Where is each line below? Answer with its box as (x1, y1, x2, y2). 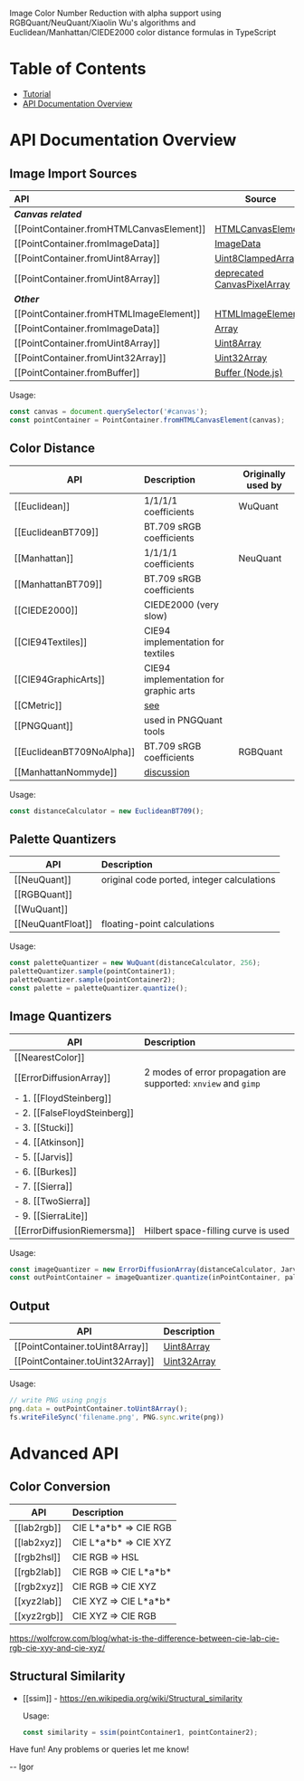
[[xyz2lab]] (14, 1594, 62, 1607)
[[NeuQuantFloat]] (14, 918, 93, 931)
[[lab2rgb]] (14, 1521, 62, 1534)
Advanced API (9, 1443, 119, 1463)
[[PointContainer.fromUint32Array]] (14, 351, 166, 364)
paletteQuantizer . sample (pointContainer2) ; (9, 975, 176, 984)
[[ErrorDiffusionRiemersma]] (14, 1224, 136, 1237)
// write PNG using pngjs (9, 1396, 107, 1405)
